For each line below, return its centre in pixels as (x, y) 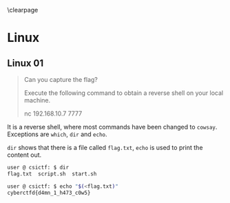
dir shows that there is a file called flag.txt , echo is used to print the (105, 148)
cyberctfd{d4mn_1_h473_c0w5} (49, 193)
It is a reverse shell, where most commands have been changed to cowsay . (112, 127)
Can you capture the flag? (61, 79)
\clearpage (23, 10)
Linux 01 (25, 63)
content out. (24, 155)
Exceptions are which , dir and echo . (57, 134)
